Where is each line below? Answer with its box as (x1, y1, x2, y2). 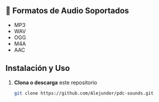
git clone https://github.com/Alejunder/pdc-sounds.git (13, 90, 154, 96)
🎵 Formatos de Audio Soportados (5, 6, 130, 16)
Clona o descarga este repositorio (13, 79, 97, 86)
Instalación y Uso (5, 63, 70, 73)
